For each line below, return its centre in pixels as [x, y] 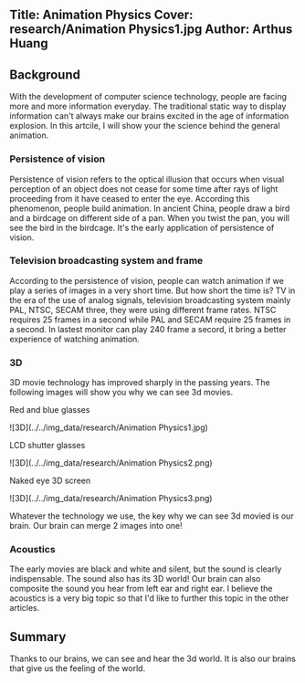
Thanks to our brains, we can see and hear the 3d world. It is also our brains [153, 659]
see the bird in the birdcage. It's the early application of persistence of [142, 227]
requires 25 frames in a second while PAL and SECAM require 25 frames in [150, 320]
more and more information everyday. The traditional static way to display [148, 106]
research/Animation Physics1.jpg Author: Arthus [151, 30]
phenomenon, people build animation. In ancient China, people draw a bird [150, 208]
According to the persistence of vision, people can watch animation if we [147, 280]
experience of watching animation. [74, 339]
